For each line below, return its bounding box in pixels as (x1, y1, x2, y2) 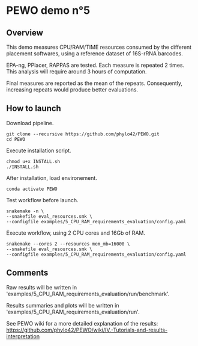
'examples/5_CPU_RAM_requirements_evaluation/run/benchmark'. (6, 290, 170, 297)
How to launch (6, 103, 61, 114)
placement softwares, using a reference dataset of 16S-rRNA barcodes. (6, 50, 183, 57)
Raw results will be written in (6, 283, 77, 291)
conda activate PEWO (6, 186, 58, 192)
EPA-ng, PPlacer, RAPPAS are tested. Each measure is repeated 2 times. (6, 61, 185, 69)
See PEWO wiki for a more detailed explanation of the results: (6, 320, 158, 327)
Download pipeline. (6, 119, 54, 126)
